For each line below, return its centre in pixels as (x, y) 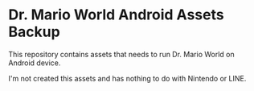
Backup (34, 32)
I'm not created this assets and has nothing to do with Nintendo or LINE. (127, 78)
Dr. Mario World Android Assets (116, 15)
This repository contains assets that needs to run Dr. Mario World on (121, 54)
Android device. (35, 63)
